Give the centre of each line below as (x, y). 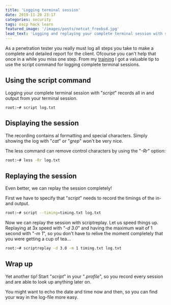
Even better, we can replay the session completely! (59, 188)
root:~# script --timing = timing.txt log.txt (53, 213)
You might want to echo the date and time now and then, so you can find (81, 292)
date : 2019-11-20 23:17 (31, 15)
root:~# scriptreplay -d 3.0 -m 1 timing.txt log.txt (64, 248)
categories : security (28, 19)
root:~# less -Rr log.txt (33, 160)
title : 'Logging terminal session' (43, 10)
